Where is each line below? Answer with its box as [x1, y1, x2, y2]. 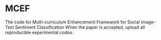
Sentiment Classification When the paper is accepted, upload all [15, 24, 145, 30]
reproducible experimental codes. [5, 29, 74, 35]
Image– [141, 19, 156, 25]
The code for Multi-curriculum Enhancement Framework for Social [5, 19, 140, 25]
